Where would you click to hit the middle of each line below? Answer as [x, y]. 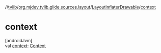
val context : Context [26, 46]
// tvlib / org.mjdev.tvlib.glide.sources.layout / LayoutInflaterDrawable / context [80, 7]
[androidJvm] [19, 40]
